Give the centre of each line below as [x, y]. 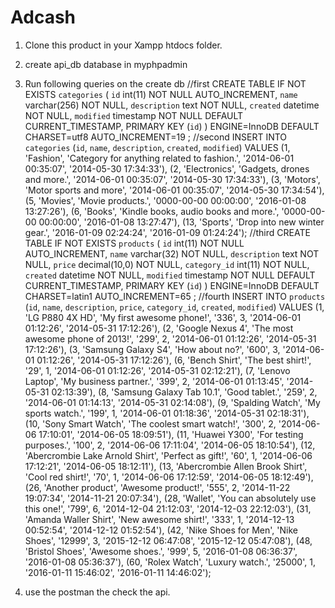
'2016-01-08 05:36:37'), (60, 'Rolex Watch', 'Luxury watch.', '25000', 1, [170, 562]
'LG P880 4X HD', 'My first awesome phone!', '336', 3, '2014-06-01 [163, 317]
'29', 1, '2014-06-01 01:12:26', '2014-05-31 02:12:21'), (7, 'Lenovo [157, 370]
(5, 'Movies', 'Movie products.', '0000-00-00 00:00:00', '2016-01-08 [165, 200]
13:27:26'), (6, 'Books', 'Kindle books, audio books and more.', [152, 211]
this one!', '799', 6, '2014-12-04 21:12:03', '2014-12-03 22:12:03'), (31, [168, 508]
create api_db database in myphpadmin [106, 64]
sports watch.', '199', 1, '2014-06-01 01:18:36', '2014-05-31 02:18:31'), [167, 413]
